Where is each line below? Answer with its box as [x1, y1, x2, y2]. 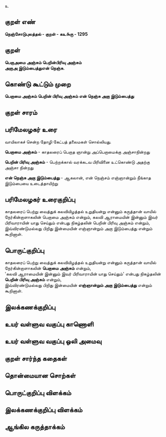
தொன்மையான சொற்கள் [5, 371, 76, 380]
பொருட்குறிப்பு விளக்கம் [5, 389, 72, 397]
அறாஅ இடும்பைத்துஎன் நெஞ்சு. [5, 65, 65, 71]
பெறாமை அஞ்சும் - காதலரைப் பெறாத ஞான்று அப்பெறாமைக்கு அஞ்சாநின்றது [5, 149, 150, 155]
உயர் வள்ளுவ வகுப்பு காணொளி [5, 320, 94, 329]
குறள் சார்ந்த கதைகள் [5, 354, 67, 363]
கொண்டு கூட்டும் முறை [5, 80, 71, 89]
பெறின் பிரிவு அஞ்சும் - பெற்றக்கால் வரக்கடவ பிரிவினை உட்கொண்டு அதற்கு [5, 159, 150, 165]
